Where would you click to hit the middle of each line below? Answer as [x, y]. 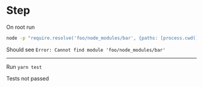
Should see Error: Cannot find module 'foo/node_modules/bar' [86, 49]
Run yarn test [24, 67]
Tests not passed [28, 78]
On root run [21, 27]
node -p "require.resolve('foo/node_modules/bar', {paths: [82, 38]
